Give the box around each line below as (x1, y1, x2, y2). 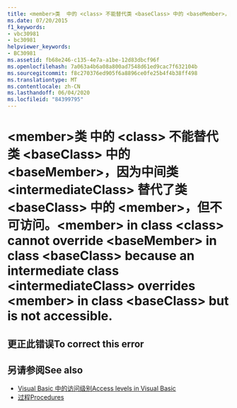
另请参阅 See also (7, 364, 83, 376)
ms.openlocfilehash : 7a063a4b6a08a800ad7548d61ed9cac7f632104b (7, 63, 198, 70)
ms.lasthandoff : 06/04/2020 (7, 89, 91, 96)
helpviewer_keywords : (7, 43, 71, 50)
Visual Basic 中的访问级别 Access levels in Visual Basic (17, 384, 177, 393)
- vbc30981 (7, 30, 40, 38)
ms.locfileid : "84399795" (7, 96, 83, 103)
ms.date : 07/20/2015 (7, 17, 69, 24)
